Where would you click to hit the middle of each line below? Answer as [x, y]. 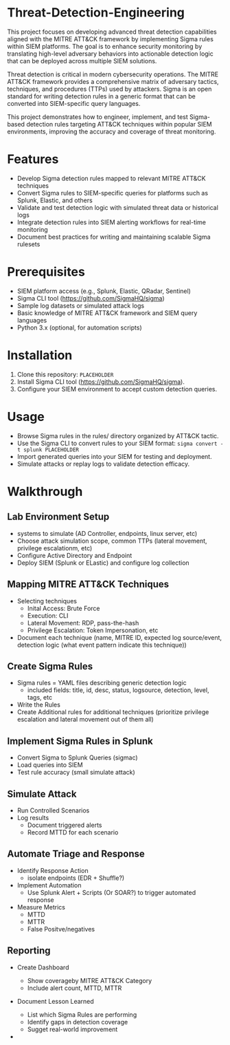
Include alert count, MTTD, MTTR [74, 988]
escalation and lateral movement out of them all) [85, 720]
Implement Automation [49, 885]
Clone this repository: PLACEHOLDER [65, 374]
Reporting [29, 951]
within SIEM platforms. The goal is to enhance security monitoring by [105, 46]
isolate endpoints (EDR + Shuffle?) [76, 878]
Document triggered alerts [65, 825]
